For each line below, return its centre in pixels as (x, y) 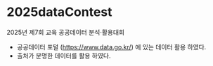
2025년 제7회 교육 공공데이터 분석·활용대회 (65, 32)
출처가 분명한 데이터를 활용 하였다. (64, 56)
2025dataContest (60, 12)
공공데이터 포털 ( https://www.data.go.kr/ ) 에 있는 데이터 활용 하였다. (111, 47)
